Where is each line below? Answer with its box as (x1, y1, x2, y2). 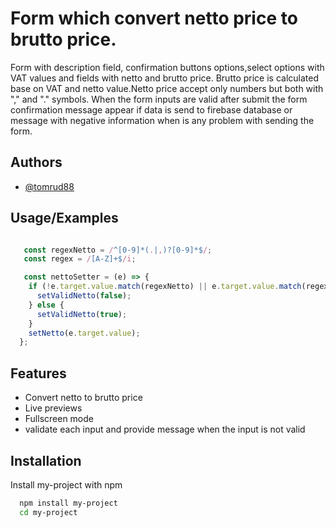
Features (10, 365, 67, 382)
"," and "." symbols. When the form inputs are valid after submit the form (10, 93, 308, 105)
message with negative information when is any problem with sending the (10, 114, 315, 126)
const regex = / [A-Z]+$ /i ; (23, 254, 137, 264)
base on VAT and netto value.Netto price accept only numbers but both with (10, 82, 324, 94)
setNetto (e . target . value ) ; (28, 328, 141, 338)
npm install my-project (19, 498, 118, 508)
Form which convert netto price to (10, 7, 298, 30)
